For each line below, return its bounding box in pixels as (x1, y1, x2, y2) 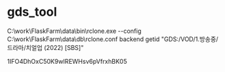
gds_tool (7, 4, 57, 20)
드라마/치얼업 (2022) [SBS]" (7, 43, 84, 51)
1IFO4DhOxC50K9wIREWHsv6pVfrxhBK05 (7, 57, 128, 65)
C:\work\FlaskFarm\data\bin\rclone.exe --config (7, 27, 142, 35)
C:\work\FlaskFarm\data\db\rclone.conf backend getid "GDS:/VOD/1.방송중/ (7, 35, 219, 43)
